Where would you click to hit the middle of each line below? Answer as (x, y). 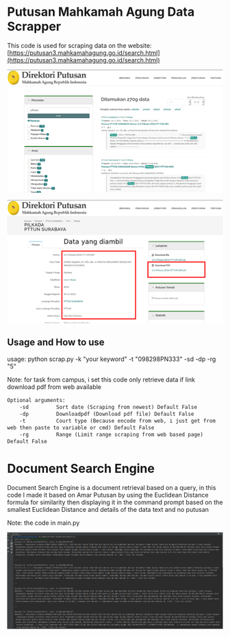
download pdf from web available (54, 387)
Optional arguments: (37, 400)
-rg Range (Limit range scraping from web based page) (112, 434)
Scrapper (34, 26)
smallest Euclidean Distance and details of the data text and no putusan (108, 509)
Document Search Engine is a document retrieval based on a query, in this (112, 487)
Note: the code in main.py (43, 523)
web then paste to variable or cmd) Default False (81, 427)
